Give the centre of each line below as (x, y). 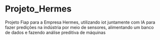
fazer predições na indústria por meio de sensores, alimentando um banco (80, 27)
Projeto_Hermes (38, 9)
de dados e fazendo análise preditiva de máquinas (55, 32)
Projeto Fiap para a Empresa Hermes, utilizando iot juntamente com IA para (80, 22)
